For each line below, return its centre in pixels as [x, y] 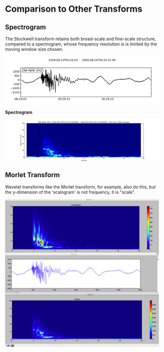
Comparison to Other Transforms [74, 9]
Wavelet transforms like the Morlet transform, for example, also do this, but [81, 187]
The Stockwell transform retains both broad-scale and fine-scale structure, [81, 39]
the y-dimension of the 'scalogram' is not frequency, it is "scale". [70, 192]
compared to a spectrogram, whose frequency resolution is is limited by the [81, 44]
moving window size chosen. [34, 49]
